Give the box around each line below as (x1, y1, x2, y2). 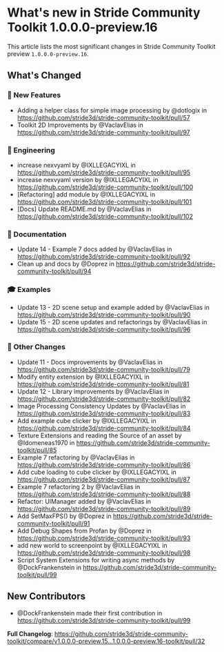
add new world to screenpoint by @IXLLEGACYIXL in (17, 541, 167, 549)
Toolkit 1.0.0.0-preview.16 (7, 19, 158, 35)
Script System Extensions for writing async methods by (17, 555, 175, 564)
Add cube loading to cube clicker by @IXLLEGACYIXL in (17, 468, 177, 476)
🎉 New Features (7, 90, 61, 100)
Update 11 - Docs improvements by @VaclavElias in (17, 357, 163, 366)
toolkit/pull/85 (17, 446, 57, 454)
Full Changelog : (7, 629, 53, 638)
